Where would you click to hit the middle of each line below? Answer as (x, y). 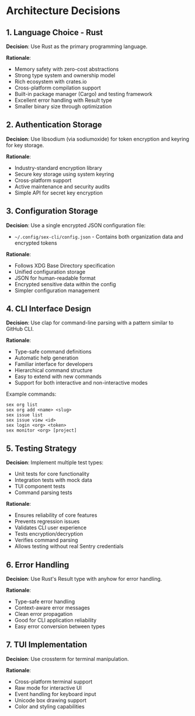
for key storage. (25, 145)
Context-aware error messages (52, 608)
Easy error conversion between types (60, 626)
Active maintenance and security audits (62, 186)
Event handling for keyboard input (55, 694)
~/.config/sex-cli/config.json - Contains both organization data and (99, 237)
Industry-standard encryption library (58, 167)
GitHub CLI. (20, 329)
